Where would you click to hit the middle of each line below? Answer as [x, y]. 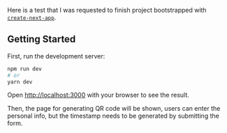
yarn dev [20, 82]
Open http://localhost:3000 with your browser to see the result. [98, 95]
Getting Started [42, 39]
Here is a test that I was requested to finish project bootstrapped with [107, 10]
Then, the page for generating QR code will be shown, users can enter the [114, 109]
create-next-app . [32, 17]
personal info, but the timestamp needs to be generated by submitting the [113, 116]
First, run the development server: [56, 56]
